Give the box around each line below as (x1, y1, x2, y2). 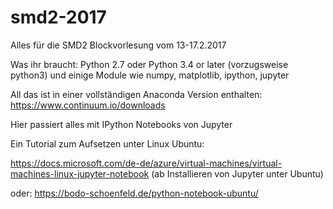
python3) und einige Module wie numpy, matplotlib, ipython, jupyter (10, 69, 290, 81)
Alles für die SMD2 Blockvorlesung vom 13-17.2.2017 (10, 39, 227, 51)
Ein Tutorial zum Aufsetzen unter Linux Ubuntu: (10, 137, 205, 150)
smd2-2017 (10, 6, 107, 29)
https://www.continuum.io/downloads (10, 99, 166, 111)
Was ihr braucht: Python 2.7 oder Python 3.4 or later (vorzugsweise (10, 58, 289, 70)
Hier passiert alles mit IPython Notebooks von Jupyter (10, 118, 233, 130)
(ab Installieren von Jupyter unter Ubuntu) (151, 167, 324, 180)
